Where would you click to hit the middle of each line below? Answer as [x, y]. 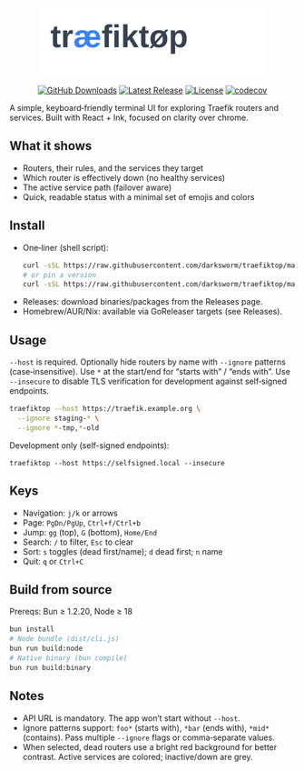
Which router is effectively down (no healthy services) [123, 177]
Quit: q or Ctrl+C [53, 561]
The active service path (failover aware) [97, 187]
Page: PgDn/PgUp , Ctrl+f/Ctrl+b [81, 522]
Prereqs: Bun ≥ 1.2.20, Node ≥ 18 [71, 612]
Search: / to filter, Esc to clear [78, 542]
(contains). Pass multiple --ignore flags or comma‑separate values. [148, 737]
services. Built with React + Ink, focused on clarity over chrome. [129, 117]
